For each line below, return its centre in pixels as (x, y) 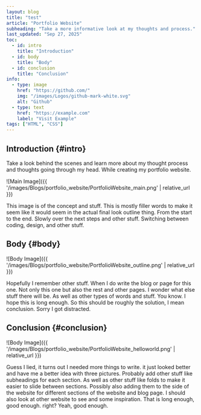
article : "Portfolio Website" (44, 23)
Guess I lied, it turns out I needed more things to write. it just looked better (99, 367)
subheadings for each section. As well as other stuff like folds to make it (96, 380)
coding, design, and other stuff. (45, 225)
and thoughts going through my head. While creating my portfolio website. (99, 169)
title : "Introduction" (46, 51)
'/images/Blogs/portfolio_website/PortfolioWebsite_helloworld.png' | (91, 349)
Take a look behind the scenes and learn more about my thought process (97, 163)
